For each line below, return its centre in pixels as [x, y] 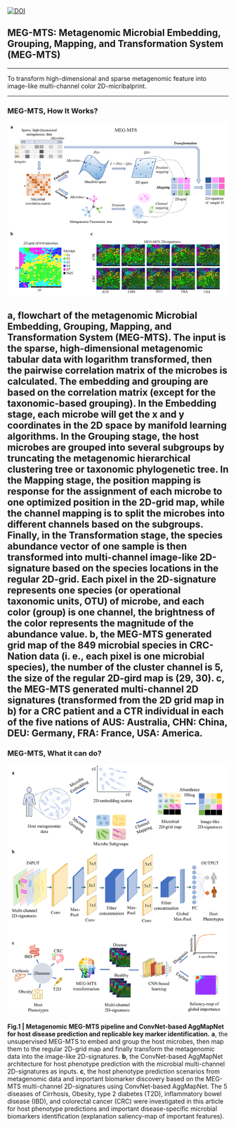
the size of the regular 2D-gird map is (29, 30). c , [116, 679]
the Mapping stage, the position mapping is [104, 481]
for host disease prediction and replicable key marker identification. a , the [118, 1033]
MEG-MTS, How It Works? [53, 110]
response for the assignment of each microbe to [115, 491]
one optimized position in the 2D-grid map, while [116, 503]
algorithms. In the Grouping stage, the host [103, 437]
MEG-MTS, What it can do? [54, 753]
